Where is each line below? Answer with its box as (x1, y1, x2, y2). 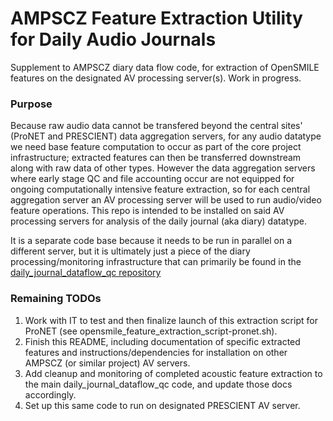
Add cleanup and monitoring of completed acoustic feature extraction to (24, 367, 323, 379)
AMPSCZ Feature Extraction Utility (10, 7, 303, 30)
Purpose (10, 97, 53, 111)
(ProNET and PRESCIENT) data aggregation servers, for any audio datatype (10, 130, 322, 142)
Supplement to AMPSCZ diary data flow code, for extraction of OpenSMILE (10, 61, 320, 73)
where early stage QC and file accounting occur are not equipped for (10, 173, 295, 185)
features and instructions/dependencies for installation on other (24, 346, 288, 358)
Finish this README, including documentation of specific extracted (24, 335, 301, 347)
